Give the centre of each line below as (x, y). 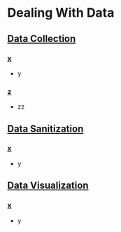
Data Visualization (48, 186)
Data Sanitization (45, 129)
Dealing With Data (61, 13)
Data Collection (42, 39)
